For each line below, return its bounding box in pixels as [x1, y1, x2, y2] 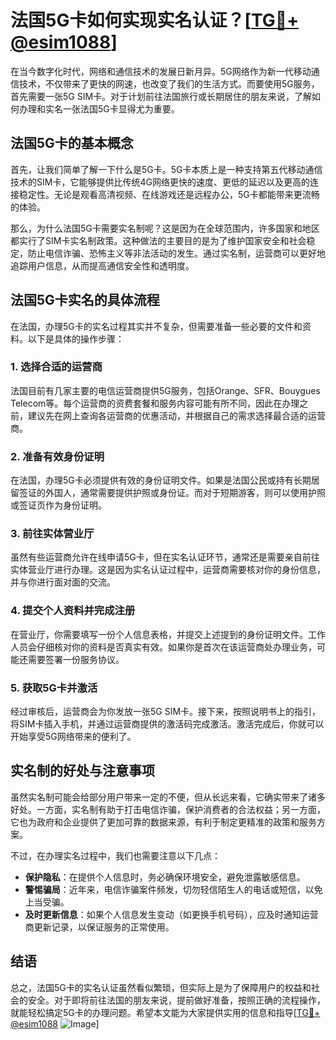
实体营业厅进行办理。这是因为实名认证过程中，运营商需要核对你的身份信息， [10, 564, 326, 576]
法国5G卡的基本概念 [10, 135, 134, 152]
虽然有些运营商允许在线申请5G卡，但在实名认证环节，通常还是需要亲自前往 [10, 551, 320, 563]
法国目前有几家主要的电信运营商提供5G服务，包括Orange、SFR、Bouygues [10, 384, 321, 396]
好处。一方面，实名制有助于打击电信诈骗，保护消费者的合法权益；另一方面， [10, 803, 326, 815]
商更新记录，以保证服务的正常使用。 [24, 921, 175, 933]
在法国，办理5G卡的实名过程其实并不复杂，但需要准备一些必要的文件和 [10, 320, 303, 332]
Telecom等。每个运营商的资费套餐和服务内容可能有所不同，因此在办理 [10, 397, 300, 409]
